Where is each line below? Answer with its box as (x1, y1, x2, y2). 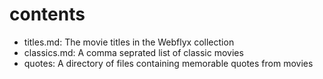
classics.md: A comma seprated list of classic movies (23, 46, 244, 58)
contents (9, 3, 86, 26)
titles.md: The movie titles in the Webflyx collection (23, 36, 235, 48)
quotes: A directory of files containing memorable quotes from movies (23, 57, 314, 69)
